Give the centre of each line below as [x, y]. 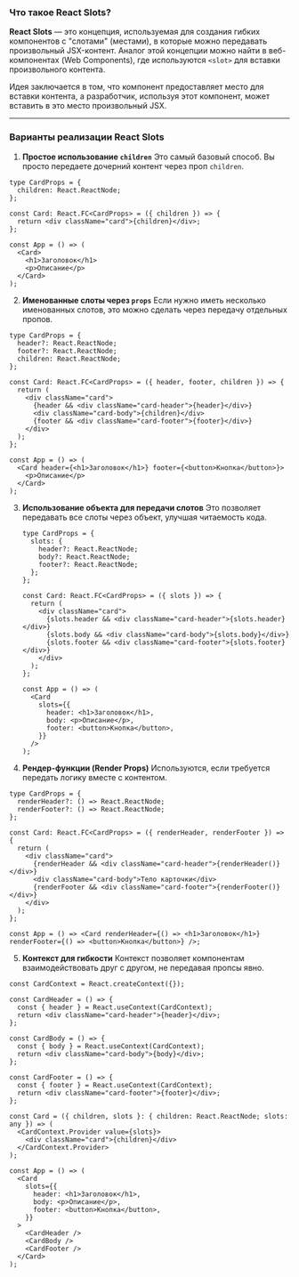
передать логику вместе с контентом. [94, 777]
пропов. [37, 319]
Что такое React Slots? [60, 12]
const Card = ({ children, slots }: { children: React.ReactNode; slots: [149, 1116]
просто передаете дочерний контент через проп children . [133, 166]
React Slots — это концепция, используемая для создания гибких [135, 32]
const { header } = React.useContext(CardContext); [115, 1007]
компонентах [34, 61]
